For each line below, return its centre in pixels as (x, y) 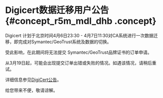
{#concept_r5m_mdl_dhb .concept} (81, 21)
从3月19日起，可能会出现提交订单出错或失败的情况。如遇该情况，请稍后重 (81, 63)
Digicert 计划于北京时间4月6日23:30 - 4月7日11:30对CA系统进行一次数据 (79, 35)
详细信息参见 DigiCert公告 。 (33, 80)
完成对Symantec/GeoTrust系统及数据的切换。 (65, 42)
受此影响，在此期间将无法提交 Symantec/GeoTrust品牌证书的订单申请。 (79, 52)
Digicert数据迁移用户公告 (57, 10)
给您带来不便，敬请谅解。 (31, 90)
